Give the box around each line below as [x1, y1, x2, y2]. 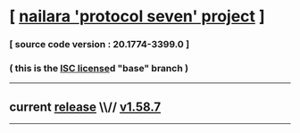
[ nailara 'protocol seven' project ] [9, 6, 265, 27]
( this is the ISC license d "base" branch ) [9, 62, 189, 75]
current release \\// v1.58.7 [9, 99, 162, 114]
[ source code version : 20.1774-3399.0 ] [9, 38, 190, 51]
